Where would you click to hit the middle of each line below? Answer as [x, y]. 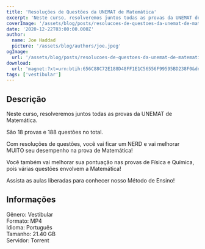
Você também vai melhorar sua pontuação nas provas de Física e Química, [100, 162]
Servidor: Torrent [28, 240]
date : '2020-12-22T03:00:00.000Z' [50, 29]
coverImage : [21, 23]
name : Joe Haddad [34, 40]
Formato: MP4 [24, 221]
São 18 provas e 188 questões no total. [55, 132]
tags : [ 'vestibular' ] [34, 74]
